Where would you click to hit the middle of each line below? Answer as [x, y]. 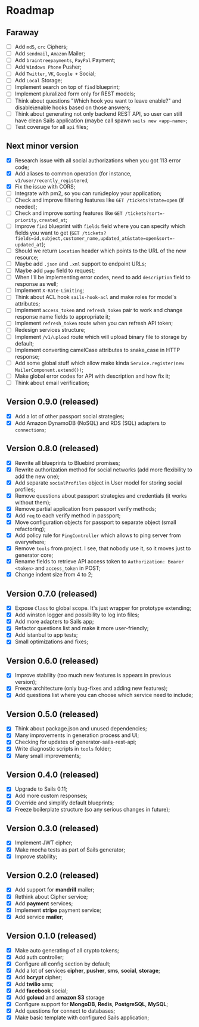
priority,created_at [40, 220]
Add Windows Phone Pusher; [48, 67]
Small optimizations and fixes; [52, 642]
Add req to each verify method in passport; [68, 515]
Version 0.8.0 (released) [52, 448]
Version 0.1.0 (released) [52, 936]
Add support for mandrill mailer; [55, 890]
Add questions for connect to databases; [65, 1011]
